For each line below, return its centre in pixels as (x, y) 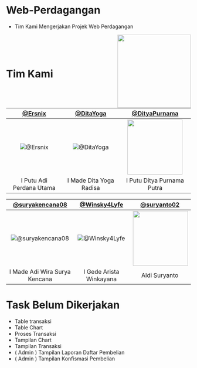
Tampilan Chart (33, 340)
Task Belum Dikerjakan (63, 305)
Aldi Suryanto (160, 275)
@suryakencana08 (40, 205)
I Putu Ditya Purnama (155, 180)
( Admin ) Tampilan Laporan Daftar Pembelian (69, 352)
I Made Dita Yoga (91, 180)
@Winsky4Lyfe (101, 205)
